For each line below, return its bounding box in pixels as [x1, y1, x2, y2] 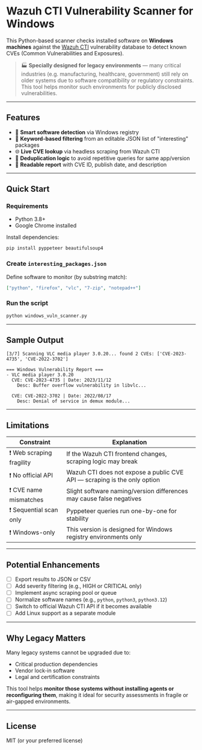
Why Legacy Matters [6, 633, 86, 643]
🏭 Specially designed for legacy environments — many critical [20, 61, 182, 69]
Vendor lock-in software [14, 667, 75, 674]
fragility [9, 458, 31, 467]
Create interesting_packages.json [6, 260, 107, 268]
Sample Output [6, 335, 64, 345]
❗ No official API [9, 471, 53, 479]
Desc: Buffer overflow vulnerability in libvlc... [17, 383, 147, 389]
